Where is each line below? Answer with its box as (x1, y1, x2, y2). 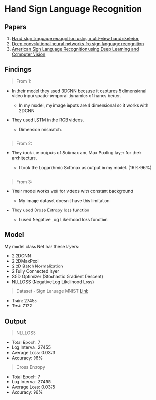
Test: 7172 (11, 303, 32, 309)
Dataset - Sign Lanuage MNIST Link (16, 288, 88, 294)
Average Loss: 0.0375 (11, 384, 55, 390)
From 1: (16, 78, 32, 84)
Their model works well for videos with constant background (11, 188, 133, 194)
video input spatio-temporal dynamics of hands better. (11, 93, 121, 98)
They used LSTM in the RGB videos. (11, 117, 84, 123)
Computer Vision (11, 51, 46, 57)
